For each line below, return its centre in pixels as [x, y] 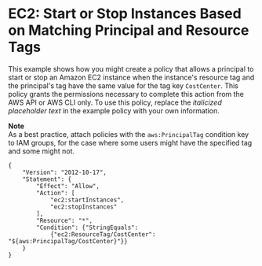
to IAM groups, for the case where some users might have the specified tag [130, 142]
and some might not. [42, 151]
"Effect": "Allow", [68, 186]
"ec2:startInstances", [87, 200]
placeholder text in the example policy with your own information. [114, 110]
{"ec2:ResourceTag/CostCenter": [103, 234]
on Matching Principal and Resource [129, 30]
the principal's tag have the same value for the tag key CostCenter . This [124, 85]
